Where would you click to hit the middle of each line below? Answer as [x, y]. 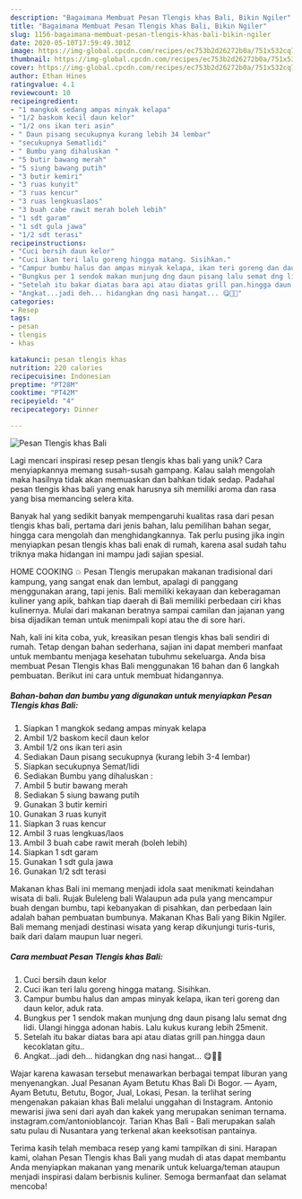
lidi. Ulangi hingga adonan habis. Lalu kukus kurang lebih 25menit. [145, 1027]
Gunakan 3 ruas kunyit [65, 814]
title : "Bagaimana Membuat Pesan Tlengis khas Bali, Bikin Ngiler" [139, 26]
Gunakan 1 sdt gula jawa [68, 861]
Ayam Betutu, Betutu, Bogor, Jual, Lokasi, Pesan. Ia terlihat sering [131, 1092]
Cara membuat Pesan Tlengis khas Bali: [87, 957]
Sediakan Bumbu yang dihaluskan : [88, 776]
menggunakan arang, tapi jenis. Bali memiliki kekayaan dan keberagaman [145, 591]
